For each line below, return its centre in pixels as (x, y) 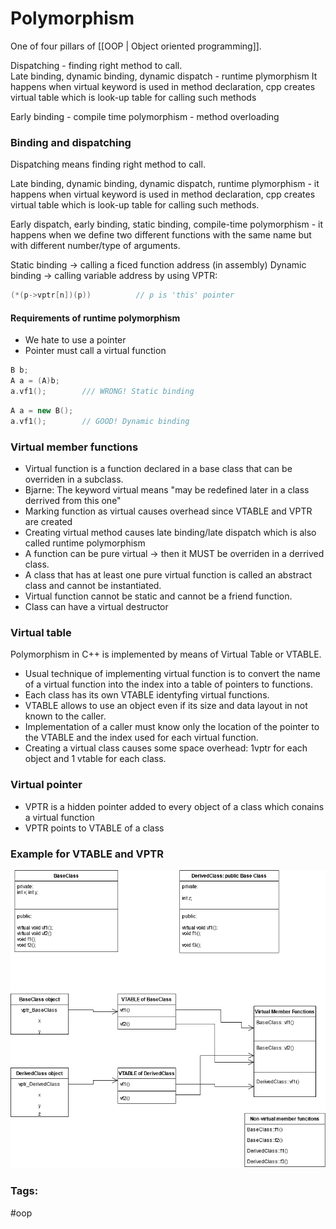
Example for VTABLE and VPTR (87, 854)
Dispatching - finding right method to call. (96, 65)
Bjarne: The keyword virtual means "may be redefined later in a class (167, 489)
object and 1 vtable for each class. (95, 759)
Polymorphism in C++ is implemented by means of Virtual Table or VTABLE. (166, 654)
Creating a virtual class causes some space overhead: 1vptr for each (166, 748)
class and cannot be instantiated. (93, 585)
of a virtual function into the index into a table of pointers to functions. (168, 684)
